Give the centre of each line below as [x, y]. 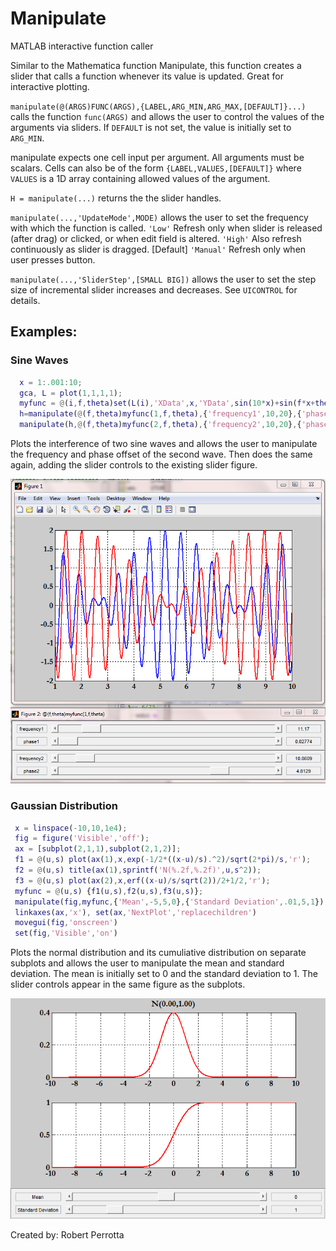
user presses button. [53, 259]
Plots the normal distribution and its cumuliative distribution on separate [158, 953]
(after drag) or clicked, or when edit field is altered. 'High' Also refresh [156, 238]
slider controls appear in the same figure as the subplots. [128, 984]
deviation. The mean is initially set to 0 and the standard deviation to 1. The [164, 974]
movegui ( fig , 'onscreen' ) [66, 923]
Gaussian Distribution [64, 806]
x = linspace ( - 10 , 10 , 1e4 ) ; [71, 828]
